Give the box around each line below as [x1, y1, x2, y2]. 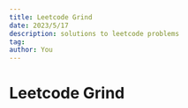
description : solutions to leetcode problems [9, 29, 179, 38]
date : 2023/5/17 [9, 21, 69, 30]
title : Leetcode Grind [9, 12, 93, 22]
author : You [9, 46, 53, 54]
